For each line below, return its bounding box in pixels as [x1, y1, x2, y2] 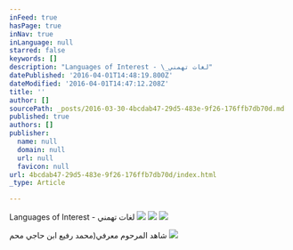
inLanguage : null [9, 37, 74, 47]
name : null [17, 137, 58, 146]
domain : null [17, 145, 66, 154]
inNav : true [9, 29, 53, 38]
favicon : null [17, 162, 69, 171]
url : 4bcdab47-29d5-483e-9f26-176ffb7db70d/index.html [9, 170, 217, 179]
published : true [9, 112, 69, 121]
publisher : [9, 129, 50, 138]
